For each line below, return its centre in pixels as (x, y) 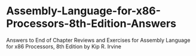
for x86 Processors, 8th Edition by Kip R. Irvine (64, 46)
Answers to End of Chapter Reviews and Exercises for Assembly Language (98, 40)
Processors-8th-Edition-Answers (91, 24)
